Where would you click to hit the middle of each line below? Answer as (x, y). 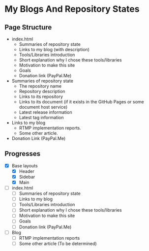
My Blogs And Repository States (72, 9)
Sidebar (27, 177)
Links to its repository (41, 96)
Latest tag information (41, 117)
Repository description (42, 91)
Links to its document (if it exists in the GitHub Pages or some (81, 102)
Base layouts (25, 165)
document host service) (43, 107)
